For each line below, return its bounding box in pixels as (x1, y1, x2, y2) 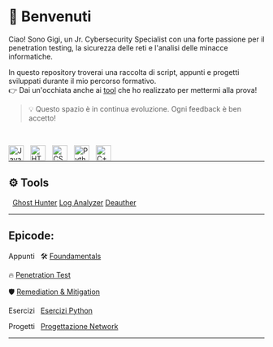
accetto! (28, 113, 57, 123)
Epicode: (8, 229, 54, 243)
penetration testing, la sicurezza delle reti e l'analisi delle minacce (8, 42, 229, 52)
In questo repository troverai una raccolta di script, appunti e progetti (8, 67, 240, 77)
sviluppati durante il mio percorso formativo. (8, 76, 157, 86)
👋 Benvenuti (8, 7, 92, 26)
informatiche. (8, 51, 53, 61)
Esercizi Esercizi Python (8, 305, 93, 315)
